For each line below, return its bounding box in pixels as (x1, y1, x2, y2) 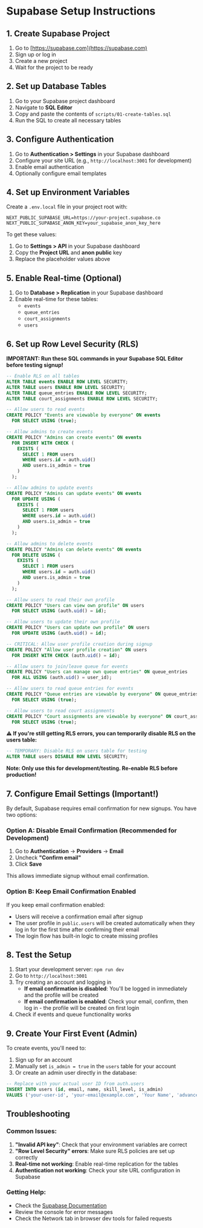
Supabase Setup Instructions (6, 4, 156, 18)
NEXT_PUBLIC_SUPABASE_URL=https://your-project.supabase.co (6, 215, 161, 221)
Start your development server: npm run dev (14, 966, 124, 973)
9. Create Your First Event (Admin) (6, 1028, 138, 1038)
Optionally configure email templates (14, 170, 107, 177)
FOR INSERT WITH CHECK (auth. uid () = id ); (11, 652, 120, 659)
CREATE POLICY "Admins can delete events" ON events (6, 546, 142, 553)
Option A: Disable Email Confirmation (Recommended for (6, 826, 177, 834)
